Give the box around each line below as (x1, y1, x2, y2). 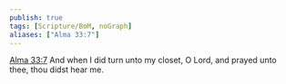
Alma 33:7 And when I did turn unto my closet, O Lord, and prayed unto (9, 55, 277, 66)
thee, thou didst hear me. (9, 64, 105, 75)
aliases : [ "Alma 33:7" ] (9, 30, 100, 39)
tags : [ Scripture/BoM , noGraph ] (9, 22, 132, 31)
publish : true (9, 13, 64, 23)
